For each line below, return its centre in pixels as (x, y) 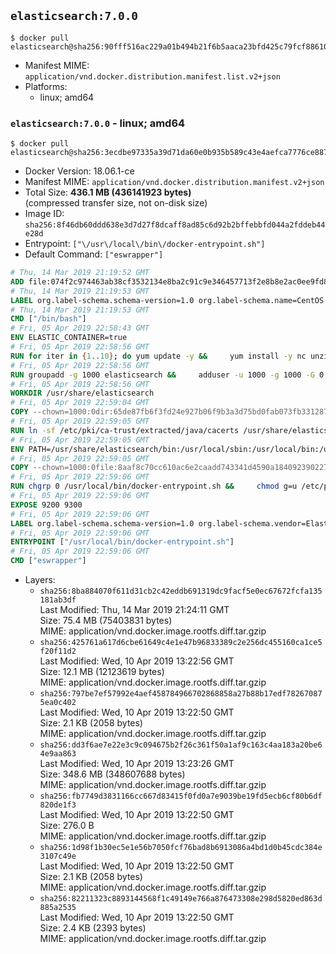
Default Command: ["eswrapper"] (94, 254)
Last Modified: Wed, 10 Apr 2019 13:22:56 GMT (137, 661)
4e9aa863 (58, 754)
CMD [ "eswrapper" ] (48, 561)
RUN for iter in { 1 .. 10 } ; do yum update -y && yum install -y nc (158, 356)
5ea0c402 (58, 703)
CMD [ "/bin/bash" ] (48, 319)
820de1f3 (58, 805)
